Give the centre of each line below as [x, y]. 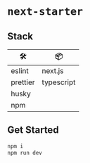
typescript [59, 82]
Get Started [33, 130]
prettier [23, 82]
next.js [53, 71]
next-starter [45, 12]
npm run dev [25, 152]
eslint [20, 71]
